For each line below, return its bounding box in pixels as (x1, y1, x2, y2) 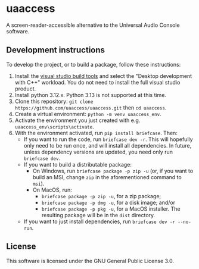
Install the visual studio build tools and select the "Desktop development (14, 72, 192, 79)
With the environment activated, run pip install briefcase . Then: (14, 129, 178, 136)
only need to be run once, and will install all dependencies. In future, (23, 142, 192, 149)
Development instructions (6, 45, 105, 55)
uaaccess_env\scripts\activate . (14, 123, 94, 130)
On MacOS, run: (32, 186, 73, 193)
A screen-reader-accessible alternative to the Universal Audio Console (6, 21, 180, 29)
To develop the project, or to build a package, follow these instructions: (6, 61, 181, 68)
